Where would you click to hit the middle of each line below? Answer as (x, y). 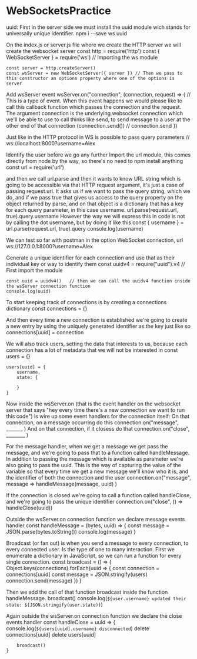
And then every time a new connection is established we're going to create (97, 319)
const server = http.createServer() (51, 68)
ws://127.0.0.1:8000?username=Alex (49, 246)
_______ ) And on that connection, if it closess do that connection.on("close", (98, 428)
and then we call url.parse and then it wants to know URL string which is (94, 178)
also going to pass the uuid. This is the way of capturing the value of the (94, 465)
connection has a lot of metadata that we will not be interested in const (92, 350)
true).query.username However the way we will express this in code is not (96, 216)
